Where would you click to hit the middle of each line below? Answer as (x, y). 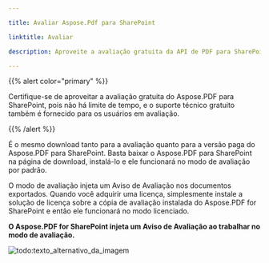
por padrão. (28, 170)
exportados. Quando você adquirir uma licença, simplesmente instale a (125, 194)
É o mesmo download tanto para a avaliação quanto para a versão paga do (132, 145)
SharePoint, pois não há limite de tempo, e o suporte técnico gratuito (121, 106)
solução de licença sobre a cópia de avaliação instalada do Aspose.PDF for (132, 203)
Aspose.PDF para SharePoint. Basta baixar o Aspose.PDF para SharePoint (130, 153)
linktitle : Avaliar (41, 37)
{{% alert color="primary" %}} (58, 82)
